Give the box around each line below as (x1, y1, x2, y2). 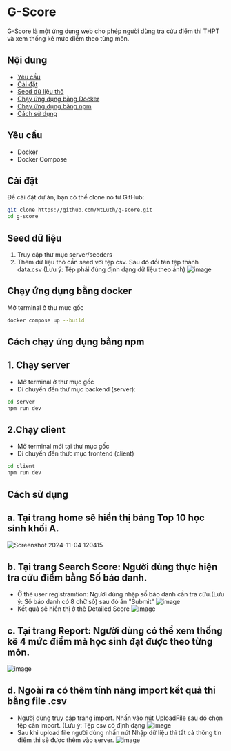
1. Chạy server (7, 360, 70, 371)
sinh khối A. (7, 523, 60, 534)
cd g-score (7, 213, 39, 220)
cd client (7, 463, 36, 470)
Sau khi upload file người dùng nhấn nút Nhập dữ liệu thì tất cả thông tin (17, 728, 222, 737)
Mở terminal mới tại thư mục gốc (17, 442, 110, 451)
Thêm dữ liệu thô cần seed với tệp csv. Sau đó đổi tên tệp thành (17, 257, 199, 266)
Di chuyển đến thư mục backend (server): (17, 384, 136, 393)
